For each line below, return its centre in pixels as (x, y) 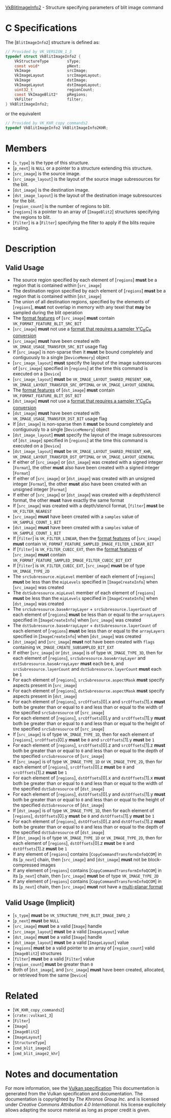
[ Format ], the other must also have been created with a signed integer (86, 467)
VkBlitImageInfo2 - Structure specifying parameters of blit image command (84, 7)
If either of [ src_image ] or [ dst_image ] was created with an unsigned (84, 478)
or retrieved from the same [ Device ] (50, 975)
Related (22, 996)
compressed (26, 865)
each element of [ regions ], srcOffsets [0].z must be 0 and (74, 767)
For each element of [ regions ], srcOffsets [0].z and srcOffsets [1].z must (89, 745)
